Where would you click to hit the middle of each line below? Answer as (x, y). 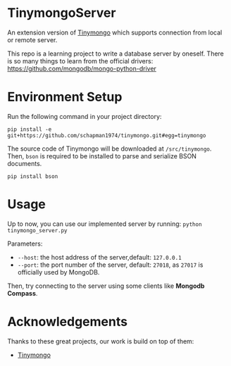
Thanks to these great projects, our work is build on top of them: (101, 341)
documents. (25, 163)
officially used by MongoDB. (58, 272)
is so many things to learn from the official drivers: (80, 61)
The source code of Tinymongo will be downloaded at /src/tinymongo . (110, 149)
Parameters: (25, 244)
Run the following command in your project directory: (85, 116)
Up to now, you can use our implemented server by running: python (105, 224)
